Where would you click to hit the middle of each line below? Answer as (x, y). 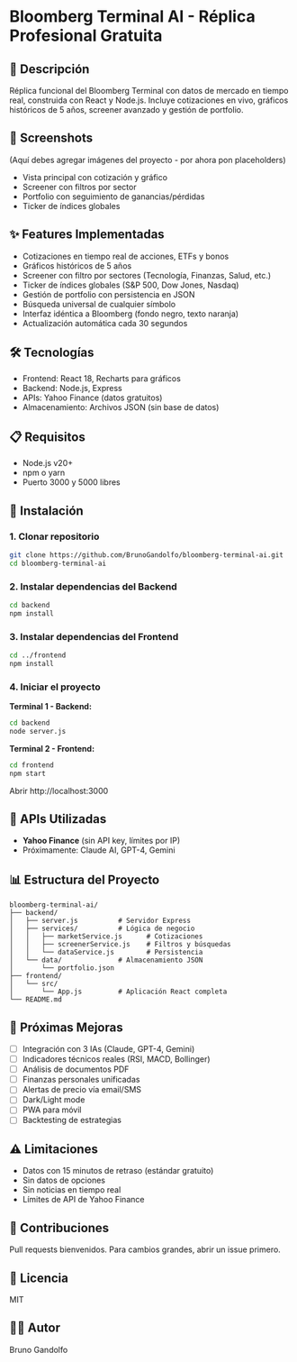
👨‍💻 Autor (35, 1328)
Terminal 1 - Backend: (51, 707)
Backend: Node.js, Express (72, 388)
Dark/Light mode (54, 1100)
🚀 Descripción (49, 69)
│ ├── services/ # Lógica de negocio (102, 929)
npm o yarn (44, 473)
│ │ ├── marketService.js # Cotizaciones (106, 937)
